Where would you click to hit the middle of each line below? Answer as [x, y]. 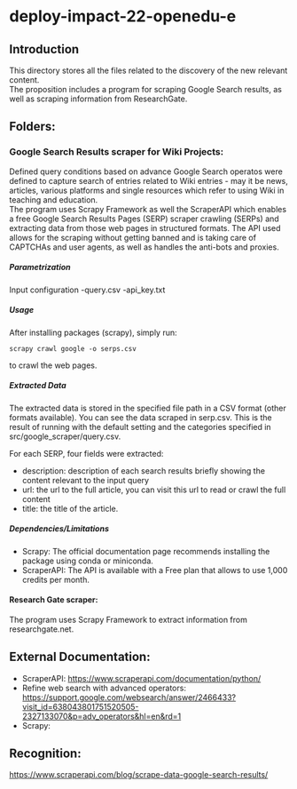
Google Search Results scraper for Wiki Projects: [117, 152]
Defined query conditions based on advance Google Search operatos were [146, 171]
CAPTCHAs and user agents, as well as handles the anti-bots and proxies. [144, 247]
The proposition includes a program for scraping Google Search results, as [145, 89]
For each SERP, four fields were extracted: [86, 453]
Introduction [44, 49]
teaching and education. [54, 199]
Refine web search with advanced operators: [104, 688]
